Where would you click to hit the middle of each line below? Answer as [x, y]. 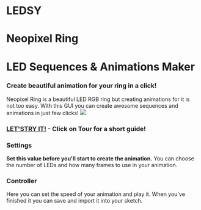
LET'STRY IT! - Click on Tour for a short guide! [76, 129]
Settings [19, 145]
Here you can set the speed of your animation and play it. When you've [96, 194]
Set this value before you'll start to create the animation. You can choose [100, 159]
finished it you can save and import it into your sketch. [75, 201]
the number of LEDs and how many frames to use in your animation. [92, 165]
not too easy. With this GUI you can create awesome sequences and [92, 105]
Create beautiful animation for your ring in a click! [82, 86]
